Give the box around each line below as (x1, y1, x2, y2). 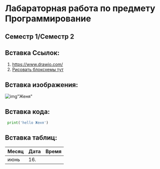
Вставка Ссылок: (5, 49, 60, 57)
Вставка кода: (5, 107, 50, 116)
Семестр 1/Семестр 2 (5, 32, 74, 41)
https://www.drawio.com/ (12, 61, 63, 68)
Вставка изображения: (5, 81, 78, 89)
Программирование (5, 13, 91, 24)
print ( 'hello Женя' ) (7, 120, 49, 126)
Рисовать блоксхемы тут (12, 67, 64, 72)
